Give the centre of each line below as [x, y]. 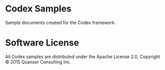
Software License [42, 43]
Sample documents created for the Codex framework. [61, 22]
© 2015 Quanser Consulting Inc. [38, 62]
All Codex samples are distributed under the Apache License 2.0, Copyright [83, 56]
